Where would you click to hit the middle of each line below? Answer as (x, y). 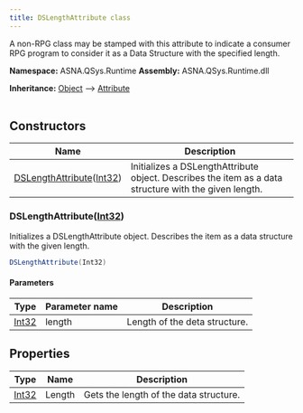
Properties (40, 354)
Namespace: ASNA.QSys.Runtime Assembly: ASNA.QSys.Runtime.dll (139, 70)
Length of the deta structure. (188, 322)
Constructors (48, 126)
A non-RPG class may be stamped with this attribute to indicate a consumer (150, 43)
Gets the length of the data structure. (162, 394)
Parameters (32, 283)
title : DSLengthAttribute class (70, 18)
